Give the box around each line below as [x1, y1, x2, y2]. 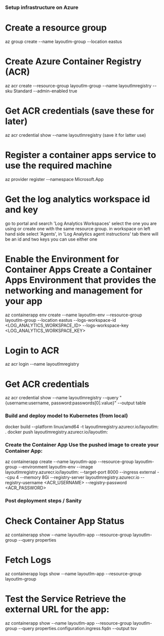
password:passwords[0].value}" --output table [51, 400, 146, 406]
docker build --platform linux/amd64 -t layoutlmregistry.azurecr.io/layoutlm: [5, 424, 159, 429]
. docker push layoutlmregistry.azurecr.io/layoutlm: [5, 429, 108, 435]
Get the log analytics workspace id [5, 193, 150, 205]
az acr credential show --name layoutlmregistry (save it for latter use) [5, 132, 146, 138]
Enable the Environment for [5, 254, 119, 264]
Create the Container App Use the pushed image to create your [5, 441, 159, 448]
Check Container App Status [5, 515, 125, 527]
